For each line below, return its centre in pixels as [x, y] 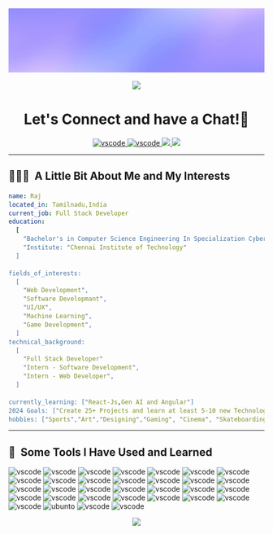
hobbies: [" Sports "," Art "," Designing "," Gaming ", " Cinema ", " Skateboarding [138, 419]
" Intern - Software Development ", [81, 368]
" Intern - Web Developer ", [69, 376]
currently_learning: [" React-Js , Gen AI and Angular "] [102, 402]
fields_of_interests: [45, 273]
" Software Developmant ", [65, 299]
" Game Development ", [58, 325]
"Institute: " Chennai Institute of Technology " [105, 247]
